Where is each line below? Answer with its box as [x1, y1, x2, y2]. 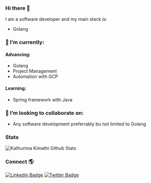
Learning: [5, 85, 27, 91]
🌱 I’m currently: [5, 39, 45, 46]
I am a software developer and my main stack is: [5, 16, 107, 22]
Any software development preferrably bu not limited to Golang [12, 121, 146, 127]
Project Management [12, 68, 57, 74]
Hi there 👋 [5, 5, 31, 12]
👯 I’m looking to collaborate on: [5, 109, 84, 116]
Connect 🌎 [5, 158, 34, 165]
